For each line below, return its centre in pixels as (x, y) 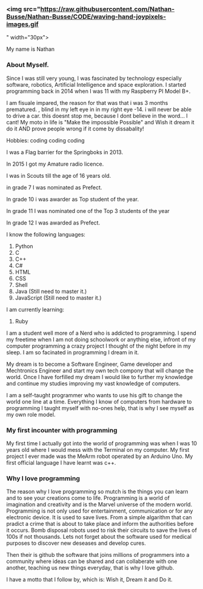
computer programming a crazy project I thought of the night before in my (98, 346)
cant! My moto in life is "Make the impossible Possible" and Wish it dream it (101, 122)
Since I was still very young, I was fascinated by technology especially (94, 78)
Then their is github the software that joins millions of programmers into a (98, 555)
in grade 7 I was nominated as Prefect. (54, 187)
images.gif (22, 24)
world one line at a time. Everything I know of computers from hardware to (99, 402)
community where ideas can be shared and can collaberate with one (92, 561)
